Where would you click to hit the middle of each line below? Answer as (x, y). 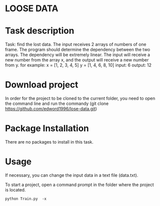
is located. (15, 190)
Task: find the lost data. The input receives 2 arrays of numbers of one (76, 44)
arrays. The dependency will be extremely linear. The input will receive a (78, 55)
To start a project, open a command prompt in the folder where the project (80, 185)
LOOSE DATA (32, 9)
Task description (40, 31)
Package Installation (47, 129)
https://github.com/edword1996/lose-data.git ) (51, 109)
